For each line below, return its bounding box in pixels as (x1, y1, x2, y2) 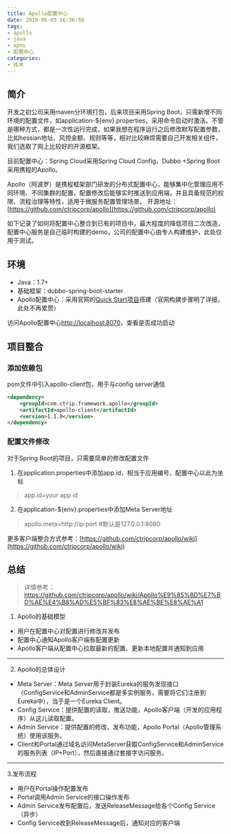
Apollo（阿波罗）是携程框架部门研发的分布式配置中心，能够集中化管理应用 (7, 180, 218, 189)
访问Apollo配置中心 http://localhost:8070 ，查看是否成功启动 (7, 319, 175, 327)
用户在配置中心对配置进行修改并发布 (16, 627, 120, 635)
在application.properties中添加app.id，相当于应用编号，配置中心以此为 (16, 469, 218, 477)
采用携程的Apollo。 (7, 166, 62, 174)
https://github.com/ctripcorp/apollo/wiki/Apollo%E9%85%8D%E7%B (23, 591, 221, 599)
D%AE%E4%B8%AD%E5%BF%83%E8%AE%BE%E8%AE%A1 (23, 598, 203, 606)
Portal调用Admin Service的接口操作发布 (16, 793, 130, 802)
